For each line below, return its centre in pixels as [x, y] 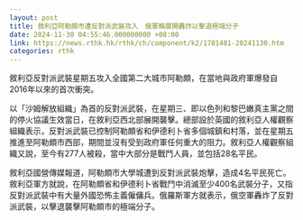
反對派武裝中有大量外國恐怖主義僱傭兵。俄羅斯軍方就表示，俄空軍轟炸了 [143, 196]
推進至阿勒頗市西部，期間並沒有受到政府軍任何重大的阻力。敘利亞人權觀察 [147, 142]
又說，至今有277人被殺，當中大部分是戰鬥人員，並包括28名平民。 [139, 153]
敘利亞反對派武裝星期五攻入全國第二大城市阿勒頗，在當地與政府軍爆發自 [143, 78]
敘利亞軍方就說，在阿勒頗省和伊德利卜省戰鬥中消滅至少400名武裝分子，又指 [151, 184]
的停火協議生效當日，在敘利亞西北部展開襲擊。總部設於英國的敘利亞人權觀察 [151, 120]
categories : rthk [42, 51]
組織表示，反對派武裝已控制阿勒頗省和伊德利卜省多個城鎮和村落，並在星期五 [151, 131]
